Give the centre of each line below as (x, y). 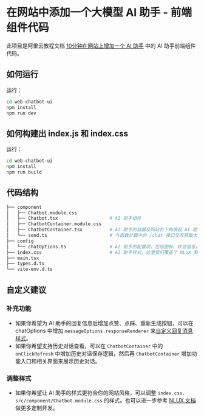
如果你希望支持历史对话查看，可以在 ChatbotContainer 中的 (89, 346)
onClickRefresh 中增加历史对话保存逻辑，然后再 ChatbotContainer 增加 (104, 353)
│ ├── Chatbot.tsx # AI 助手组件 (74, 219)
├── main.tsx (23, 258)
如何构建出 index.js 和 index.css (67, 134)
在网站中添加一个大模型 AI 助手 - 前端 (99, 12)
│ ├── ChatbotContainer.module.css (54, 224)
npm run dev (21, 113)
